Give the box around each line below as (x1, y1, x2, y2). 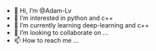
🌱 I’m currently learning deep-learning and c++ (13, 21, 150, 29)
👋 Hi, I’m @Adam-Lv (13, 7, 72, 14)
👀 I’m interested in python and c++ (13, 14, 114, 22)
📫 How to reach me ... (13, 37, 79, 44)
